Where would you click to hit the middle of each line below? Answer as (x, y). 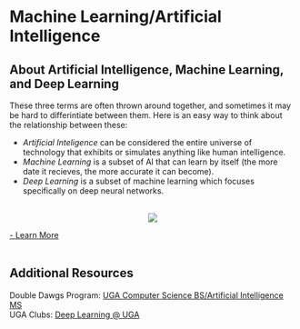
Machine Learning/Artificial (116, 17)
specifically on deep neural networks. (93, 191)
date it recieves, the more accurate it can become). (118, 171)
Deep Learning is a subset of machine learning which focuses (138, 181)
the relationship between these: (69, 125)
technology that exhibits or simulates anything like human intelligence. (154, 152)
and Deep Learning (65, 84)
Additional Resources (71, 273)
